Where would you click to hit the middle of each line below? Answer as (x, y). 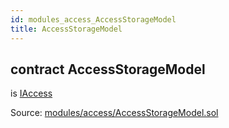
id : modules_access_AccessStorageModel (93, 19)
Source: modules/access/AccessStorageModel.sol (114, 113)
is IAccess (31, 93)
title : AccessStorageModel (66, 29)
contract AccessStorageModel (108, 69)
